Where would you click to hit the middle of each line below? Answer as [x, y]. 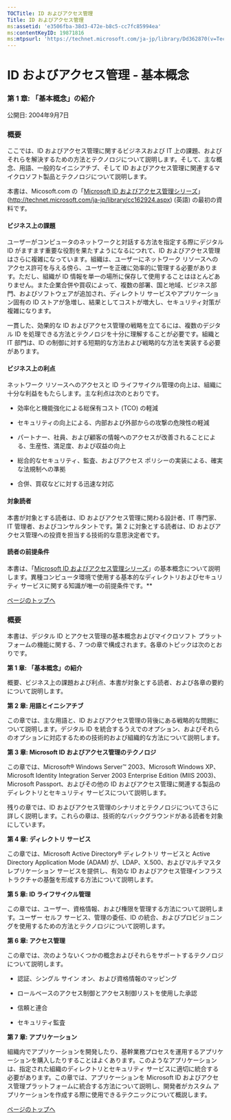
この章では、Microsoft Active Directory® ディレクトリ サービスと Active [109, 854]
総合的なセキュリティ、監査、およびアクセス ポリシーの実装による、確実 [120, 461]
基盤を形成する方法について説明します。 [100, 880]
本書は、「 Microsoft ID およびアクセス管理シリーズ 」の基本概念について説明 [114, 568]
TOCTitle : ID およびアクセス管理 [50, 13]
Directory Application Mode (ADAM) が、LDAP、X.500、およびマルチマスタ [114, 863]
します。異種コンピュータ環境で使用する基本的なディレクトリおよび [103, 577]
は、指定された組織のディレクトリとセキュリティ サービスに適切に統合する [113, 1069]
